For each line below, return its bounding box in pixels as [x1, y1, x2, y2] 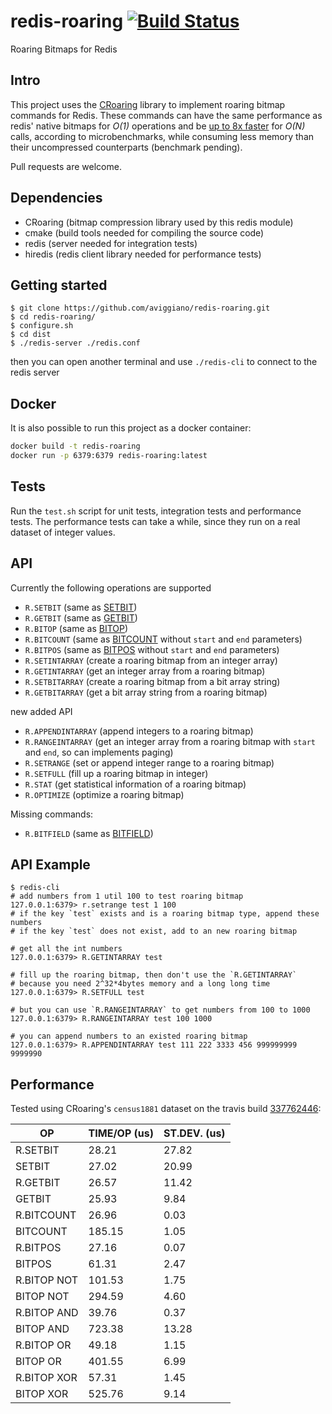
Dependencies [10, 190, 103, 207]
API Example [10, 856, 91, 873]
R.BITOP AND [15, 1306, 79, 1320]
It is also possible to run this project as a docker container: [10, 422, 252, 434]
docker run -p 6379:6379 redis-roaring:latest [10, 451, 208, 461]
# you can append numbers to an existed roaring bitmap [10, 1031, 248, 1042]
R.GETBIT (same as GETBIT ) [24, 611, 138, 624]
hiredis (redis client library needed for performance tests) [24, 248, 262, 260]
